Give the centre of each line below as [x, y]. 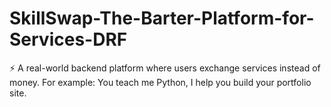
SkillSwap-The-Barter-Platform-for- [162, 18]
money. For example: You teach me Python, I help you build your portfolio [160, 82]
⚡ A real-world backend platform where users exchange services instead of [165, 68]
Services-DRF [68, 39]
